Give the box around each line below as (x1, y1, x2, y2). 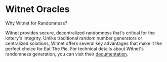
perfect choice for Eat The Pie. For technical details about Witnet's (5, 45, 144, 51)
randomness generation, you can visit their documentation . (5, 51, 129, 57)
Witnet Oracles (5, 3, 70, 15)
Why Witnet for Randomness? (5, 20, 67, 26)
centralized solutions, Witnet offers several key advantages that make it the (5, 40, 162, 46)
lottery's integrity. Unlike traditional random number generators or (5, 35, 143, 41)
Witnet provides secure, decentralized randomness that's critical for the (5, 29, 155, 35)
